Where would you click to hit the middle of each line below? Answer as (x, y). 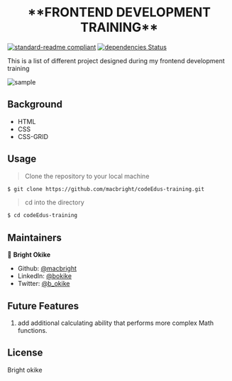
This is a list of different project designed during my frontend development (116, 60)
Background (35, 105)
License (25, 353)
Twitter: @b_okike (44, 284)
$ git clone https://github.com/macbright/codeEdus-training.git (106, 189)
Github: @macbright (47, 269)
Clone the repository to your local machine (87, 176)
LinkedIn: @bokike (45, 276)
